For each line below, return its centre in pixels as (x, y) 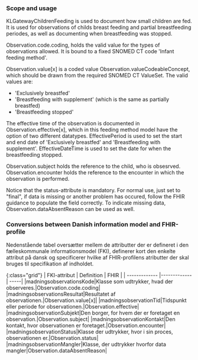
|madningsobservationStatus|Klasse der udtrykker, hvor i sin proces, (90, 332)
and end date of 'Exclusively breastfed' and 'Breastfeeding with (83, 142)
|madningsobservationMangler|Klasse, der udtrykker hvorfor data (86, 344)
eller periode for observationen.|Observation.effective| (73, 306)
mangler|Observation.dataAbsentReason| (57, 351)
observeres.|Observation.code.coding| (53, 287)
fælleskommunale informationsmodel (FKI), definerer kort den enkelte (91, 251)
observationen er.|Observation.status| (52, 338)
